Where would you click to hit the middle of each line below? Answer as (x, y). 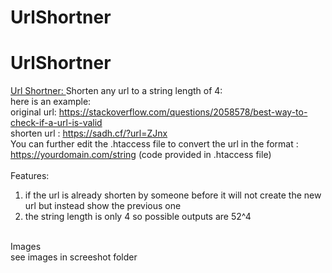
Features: (30, 176)
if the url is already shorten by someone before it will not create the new (173, 195)
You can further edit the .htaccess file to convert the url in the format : (154, 144)
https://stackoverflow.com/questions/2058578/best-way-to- (183, 112)
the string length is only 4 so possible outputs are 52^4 (138, 217)
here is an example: (51, 102)
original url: (33, 112)
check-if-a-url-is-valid (56, 123)
